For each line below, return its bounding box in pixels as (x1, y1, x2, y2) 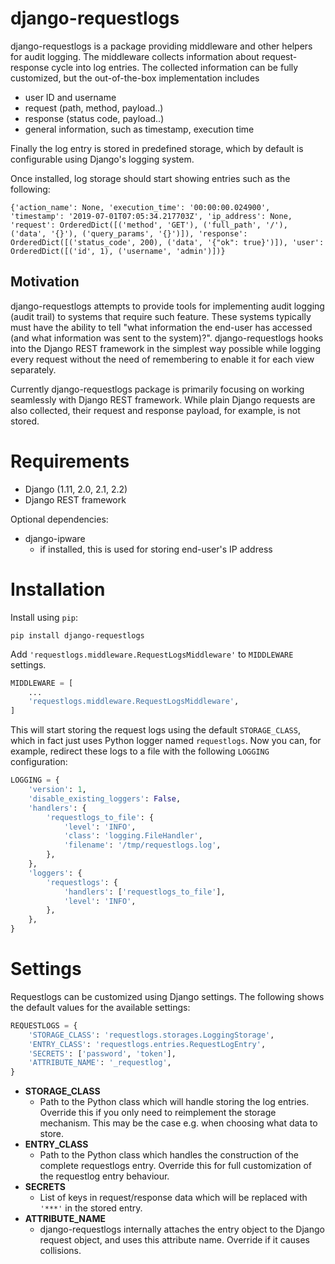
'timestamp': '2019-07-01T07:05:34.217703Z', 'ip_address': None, (10, 211, 293, 221)
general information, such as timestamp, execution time (24, 123, 255, 135)
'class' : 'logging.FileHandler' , (63, 831, 203, 841)
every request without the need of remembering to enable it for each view (10, 353, 315, 365)
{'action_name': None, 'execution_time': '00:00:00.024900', (10, 202, 271, 212)
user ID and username (24, 91, 117, 103)
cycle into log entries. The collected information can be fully (51, 61, 299, 73)
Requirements (10, 450, 130, 472)
